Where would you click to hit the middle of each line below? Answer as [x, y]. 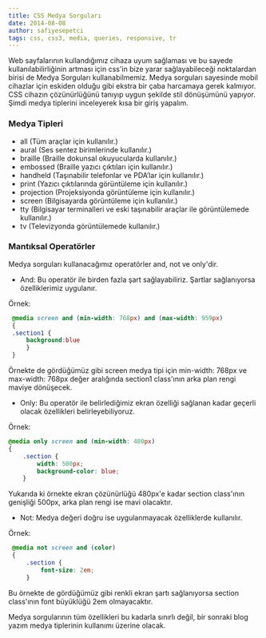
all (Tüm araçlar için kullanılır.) [69, 141]
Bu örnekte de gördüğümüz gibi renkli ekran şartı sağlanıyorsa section [124, 592]
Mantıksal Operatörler [52, 247]
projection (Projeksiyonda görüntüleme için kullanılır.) [107, 192]
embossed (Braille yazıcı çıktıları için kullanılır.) [96, 166]
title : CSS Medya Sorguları [55, 16]
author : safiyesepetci [46, 30]
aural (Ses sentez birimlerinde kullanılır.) [85, 149]
